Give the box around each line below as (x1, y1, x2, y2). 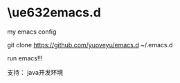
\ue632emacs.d (7, 5, 102, 21)
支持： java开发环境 (7, 68, 64, 76)
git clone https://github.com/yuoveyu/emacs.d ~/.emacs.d (7, 40, 173, 49)
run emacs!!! (7, 54, 43, 62)
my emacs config (7, 27, 57, 36)
